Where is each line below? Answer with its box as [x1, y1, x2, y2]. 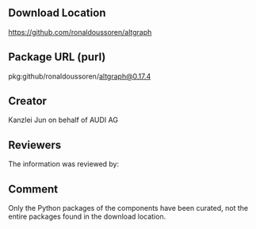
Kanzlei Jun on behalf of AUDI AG [8, 115, 119, 125]
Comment [8, 182, 59, 196]
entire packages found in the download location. [8, 212, 166, 221]
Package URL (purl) [8, 51, 106, 64]
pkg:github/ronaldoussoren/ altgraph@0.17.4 [8, 71, 151, 81]
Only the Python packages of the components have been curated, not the [8, 204, 248, 213]
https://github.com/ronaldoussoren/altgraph [8, 27, 152, 36]
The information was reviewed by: [8, 159, 120, 169]
